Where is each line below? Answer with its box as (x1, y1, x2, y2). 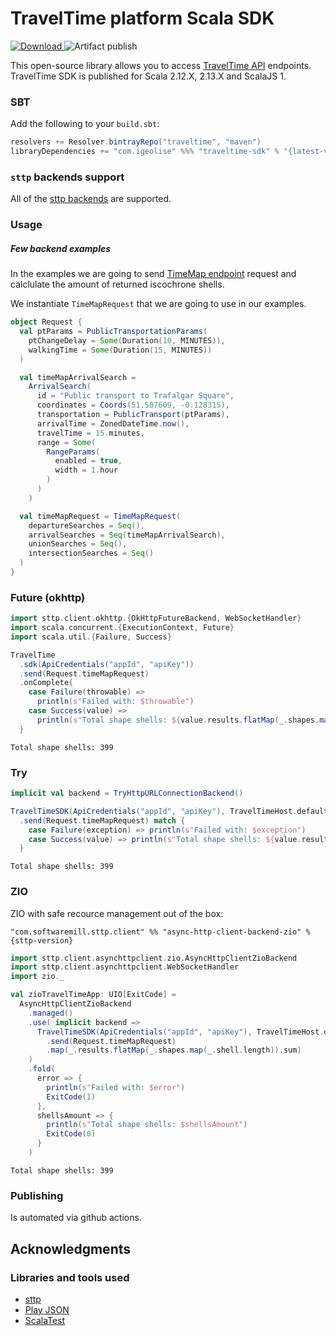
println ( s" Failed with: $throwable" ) (36, 697, 195, 707)
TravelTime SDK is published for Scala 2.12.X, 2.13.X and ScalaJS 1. (10, 70, 287, 82)
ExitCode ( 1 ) (46, 1092, 97, 1102)
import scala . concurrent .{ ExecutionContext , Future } (10, 623, 235, 633)
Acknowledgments (10, 1240, 132, 1257)
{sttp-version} (10, 935, 74, 946)
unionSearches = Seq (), (28, 539, 128, 549)
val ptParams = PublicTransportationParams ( (19, 327, 208, 337)
